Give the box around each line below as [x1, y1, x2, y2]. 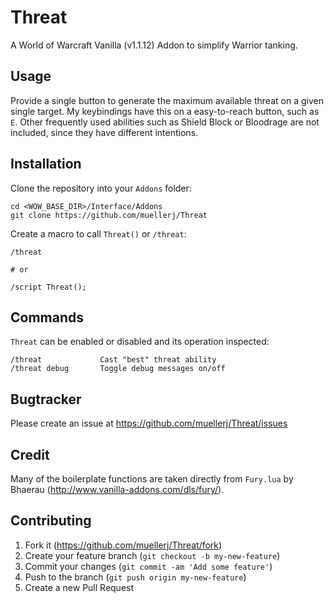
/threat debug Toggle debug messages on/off [10, 364, 226, 374]
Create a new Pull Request [24, 581, 135, 593]
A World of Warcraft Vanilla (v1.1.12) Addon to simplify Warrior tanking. [10, 39, 298, 51]
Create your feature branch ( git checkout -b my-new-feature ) [24, 549, 281, 561]
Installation [10, 156, 82, 173]
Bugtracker [10, 391, 82, 408]
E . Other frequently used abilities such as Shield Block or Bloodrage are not [10, 116, 320, 128]
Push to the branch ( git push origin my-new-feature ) [24, 571, 247, 583]
